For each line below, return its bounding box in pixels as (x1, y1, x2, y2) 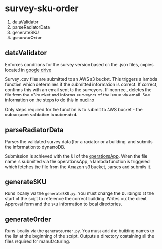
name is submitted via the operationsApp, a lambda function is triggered (5, 158, 150, 164)
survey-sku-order (5, 3, 79, 14)
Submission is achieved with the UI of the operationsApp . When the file (5, 153, 148, 159)
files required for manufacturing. (5, 238, 71, 244)
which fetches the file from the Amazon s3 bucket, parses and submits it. (5, 164, 152, 170)
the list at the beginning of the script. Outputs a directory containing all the (5, 233, 155, 239)
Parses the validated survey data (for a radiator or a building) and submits (5, 138, 153, 144)
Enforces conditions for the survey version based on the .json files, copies (5, 61, 154, 67)
